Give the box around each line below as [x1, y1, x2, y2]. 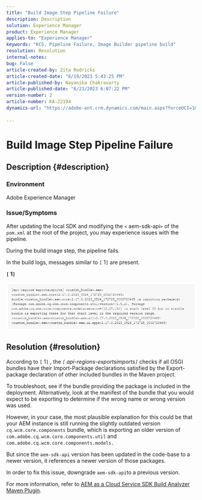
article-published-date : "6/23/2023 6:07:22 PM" [6, 86, 130, 92]
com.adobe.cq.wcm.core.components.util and [6, 433, 117, 440]
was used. [6, 401, 32, 409]
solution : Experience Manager [6, 22, 82, 28]
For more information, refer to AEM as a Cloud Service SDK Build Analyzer [6, 480, 190, 487]
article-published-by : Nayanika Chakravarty [6, 80, 120, 86]
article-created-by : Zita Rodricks [6, 67, 96, 73]
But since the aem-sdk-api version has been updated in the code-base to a [6, 451, 191, 458]
